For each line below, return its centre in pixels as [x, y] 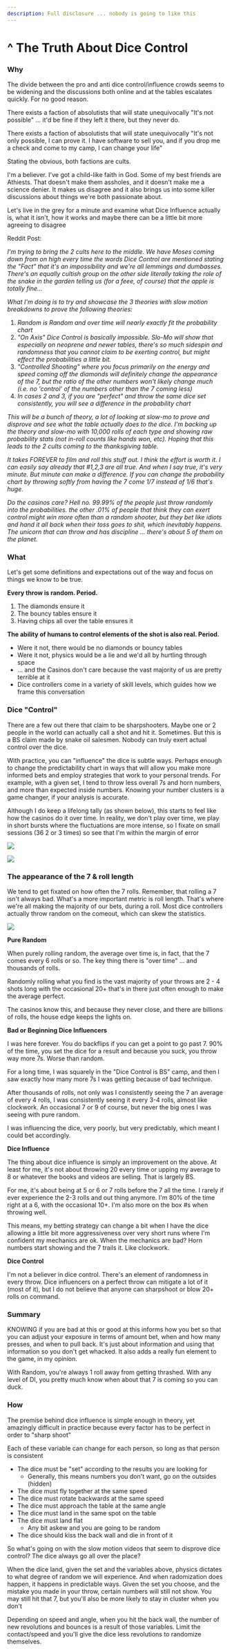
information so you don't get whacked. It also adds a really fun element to [112, 1352]
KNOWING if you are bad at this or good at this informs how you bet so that [114, 1329]
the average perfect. [36, 996]
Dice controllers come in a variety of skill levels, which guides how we [117, 685]
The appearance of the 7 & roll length [70, 876]
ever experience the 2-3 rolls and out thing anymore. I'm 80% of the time [111, 1198]
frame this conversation [51, 692]
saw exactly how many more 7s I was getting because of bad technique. [110, 1079]
